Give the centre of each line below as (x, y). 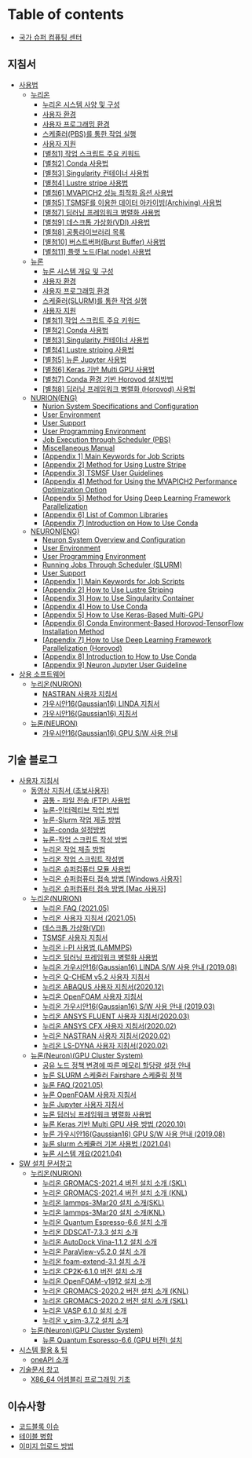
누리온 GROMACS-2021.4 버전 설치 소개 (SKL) (115, 1182)
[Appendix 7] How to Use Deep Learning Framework (127, 639)
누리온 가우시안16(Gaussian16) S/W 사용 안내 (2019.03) (128, 1006)
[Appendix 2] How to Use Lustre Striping (108, 590)
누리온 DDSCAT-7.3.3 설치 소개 (90, 1232)
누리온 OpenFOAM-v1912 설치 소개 (97, 1281)
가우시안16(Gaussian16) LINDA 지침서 (101, 703)
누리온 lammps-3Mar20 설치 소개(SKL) (103, 1202)
